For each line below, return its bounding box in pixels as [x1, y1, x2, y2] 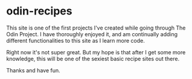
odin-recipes [6, 4, 72, 18]
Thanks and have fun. [6, 66, 60, 74]
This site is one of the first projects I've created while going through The [6, 24, 186, 31]
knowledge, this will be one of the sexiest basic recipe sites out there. [6, 55, 180, 62]
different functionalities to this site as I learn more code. [6, 37, 145, 44]
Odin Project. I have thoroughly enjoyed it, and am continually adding [6, 30, 178, 37]
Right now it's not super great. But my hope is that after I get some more [6, 48, 186, 55]
